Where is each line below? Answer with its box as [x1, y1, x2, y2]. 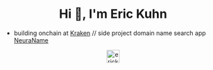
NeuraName [13, 36, 49, 44]
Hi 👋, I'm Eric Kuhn [58, 6, 168, 22]
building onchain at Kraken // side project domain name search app [13, 29, 206, 37]
